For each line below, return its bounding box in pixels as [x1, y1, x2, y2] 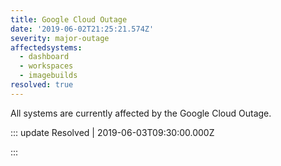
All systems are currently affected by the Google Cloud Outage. [10, 107, 272, 119]
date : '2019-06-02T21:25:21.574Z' [10, 24, 155, 34]
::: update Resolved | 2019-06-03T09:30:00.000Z [10, 126, 215, 138]
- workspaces [19, 61, 74, 71]
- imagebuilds [19, 71, 78, 81]
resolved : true [10, 80, 74, 90]
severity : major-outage [10, 33, 110, 43]
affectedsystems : [10, 42, 83, 53]
